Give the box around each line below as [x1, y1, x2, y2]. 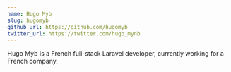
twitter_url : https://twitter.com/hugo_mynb [7, 30, 141, 37]
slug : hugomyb [7, 17, 49, 24]
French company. [7, 57, 59, 66]
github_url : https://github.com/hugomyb [7, 23, 129, 30]
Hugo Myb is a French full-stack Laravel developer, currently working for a [7, 49, 225, 58]
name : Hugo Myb [7, 10, 52, 18]
